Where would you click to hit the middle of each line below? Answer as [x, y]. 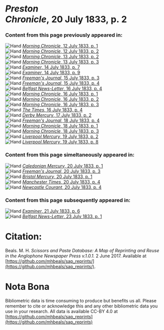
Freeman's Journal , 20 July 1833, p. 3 [61, 171]
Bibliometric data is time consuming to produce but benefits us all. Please [81, 300]
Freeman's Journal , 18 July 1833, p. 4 [61, 120]
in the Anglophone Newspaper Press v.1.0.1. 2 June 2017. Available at [76, 256]
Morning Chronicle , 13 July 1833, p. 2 [60, 57]
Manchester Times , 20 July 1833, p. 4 [61, 182]
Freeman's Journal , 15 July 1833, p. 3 [61, 78]
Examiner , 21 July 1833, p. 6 [51, 211]
